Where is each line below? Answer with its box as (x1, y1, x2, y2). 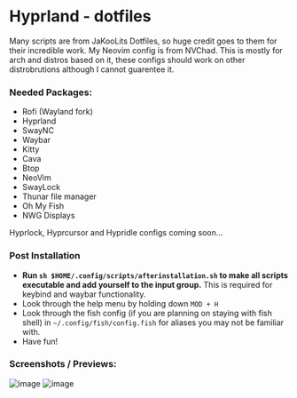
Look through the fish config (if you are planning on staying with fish (21, 307, 272, 318)
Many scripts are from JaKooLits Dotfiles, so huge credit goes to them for (9, 36, 277, 46)
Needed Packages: (9, 86, 93, 99)
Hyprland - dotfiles (9, 6, 152, 27)
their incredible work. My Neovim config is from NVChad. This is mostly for (9, 44, 284, 55)
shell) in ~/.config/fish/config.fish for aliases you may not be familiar (21, 317, 285, 328)
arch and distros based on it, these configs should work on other (9, 54, 246, 65)
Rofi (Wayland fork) (21, 107, 93, 117)
